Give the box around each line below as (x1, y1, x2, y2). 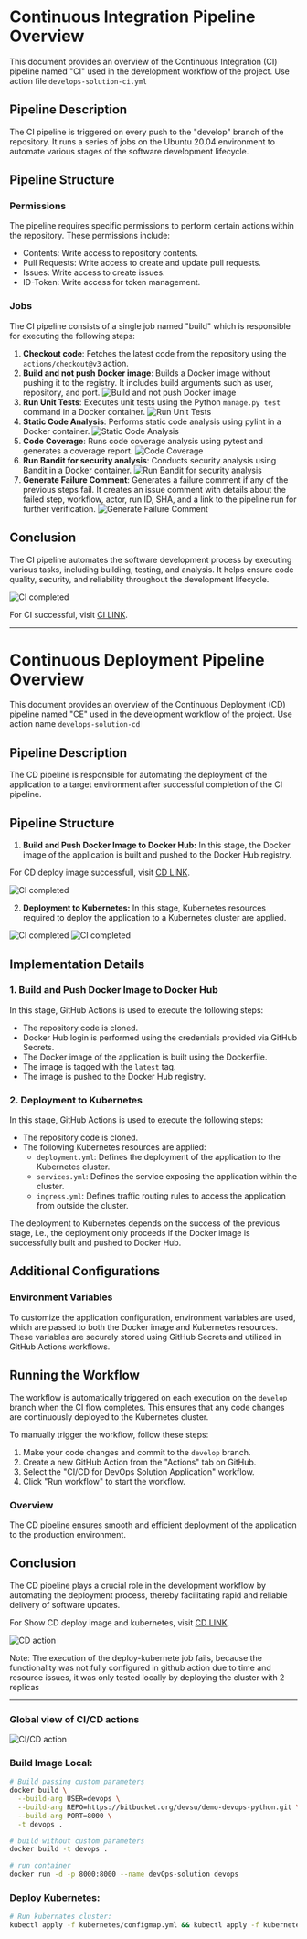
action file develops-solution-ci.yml (9, 75, 148, 86)
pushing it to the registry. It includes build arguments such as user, (22, 377, 274, 388)
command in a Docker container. (22, 406, 146, 417)
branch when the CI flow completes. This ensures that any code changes (9, 1401, 285, 1412)
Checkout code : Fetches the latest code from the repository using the (22, 347, 287, 358)
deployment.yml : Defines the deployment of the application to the (36, 1152, 281, 1163)
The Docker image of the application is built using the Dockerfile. (22, 1051, 268, 1062)
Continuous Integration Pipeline (9, 6, 256, 27)
